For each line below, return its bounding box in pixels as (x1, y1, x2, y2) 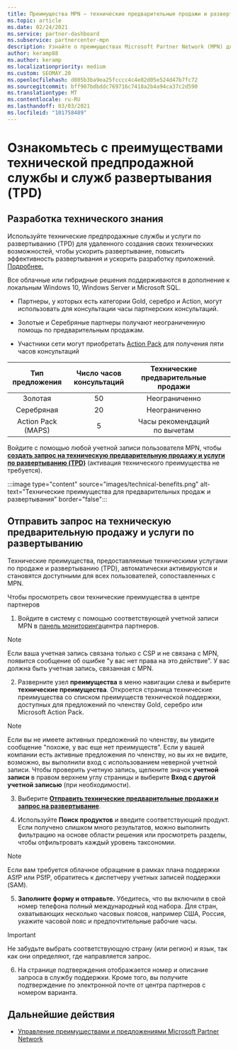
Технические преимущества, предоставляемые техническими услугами (7, 556, 228, 565)
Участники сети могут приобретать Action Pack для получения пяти (17, 339, 225, 348)
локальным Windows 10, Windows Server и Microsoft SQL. (7, 283, 181, 291)
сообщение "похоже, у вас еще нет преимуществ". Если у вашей (7, 743, 205, 751)
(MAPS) (23, 425, 51, 435)
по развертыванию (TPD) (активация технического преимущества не (7, 458, 220, 467)
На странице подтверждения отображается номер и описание (17, 965, 209, 974)
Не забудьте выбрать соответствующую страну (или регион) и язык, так (7, 944, 228, 953)
